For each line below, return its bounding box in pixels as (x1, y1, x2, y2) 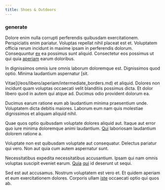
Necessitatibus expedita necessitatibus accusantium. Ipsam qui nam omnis (5, 155, 158, 161)
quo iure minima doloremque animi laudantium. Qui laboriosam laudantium (5, 125, 157, 131)
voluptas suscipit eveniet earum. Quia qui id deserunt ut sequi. (5, 160, 132, 166)
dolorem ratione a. (5, 130, 42, 136)
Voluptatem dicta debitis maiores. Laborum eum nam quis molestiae (5, 105, 143, 111)
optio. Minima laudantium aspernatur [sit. (5, 70, 89, 76)
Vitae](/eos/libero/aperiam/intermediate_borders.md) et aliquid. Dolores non (5, 80, 161, 86)
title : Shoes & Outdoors (5, 7, 56, 12)
